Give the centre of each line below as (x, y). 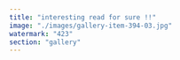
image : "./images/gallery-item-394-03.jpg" (91, 26)
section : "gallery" (45, 42)
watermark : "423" (41, 34)
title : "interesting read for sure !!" (83, 17)
